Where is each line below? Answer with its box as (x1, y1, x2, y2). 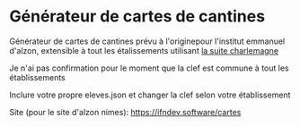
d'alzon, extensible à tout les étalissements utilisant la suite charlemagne (9, 45, 279, 55)
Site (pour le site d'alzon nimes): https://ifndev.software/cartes (9, 106, 242, 117)
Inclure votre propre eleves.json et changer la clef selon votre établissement (9, 89, 291, 100)
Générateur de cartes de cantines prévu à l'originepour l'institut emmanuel (9, 36, 286, 46)
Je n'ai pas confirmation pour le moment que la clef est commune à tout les (9, 63, 289, 73)
